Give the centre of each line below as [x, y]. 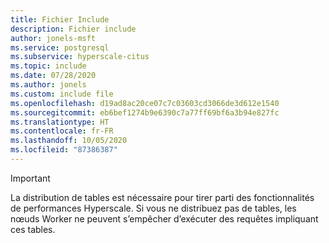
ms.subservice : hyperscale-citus [80, 57]
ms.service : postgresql [60, 47]
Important [30, 178]
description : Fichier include [73, 29]
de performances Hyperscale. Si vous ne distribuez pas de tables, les [153, 208]
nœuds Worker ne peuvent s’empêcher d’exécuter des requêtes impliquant [164, 218]
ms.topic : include [48, 66]
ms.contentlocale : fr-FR [62, 131]
